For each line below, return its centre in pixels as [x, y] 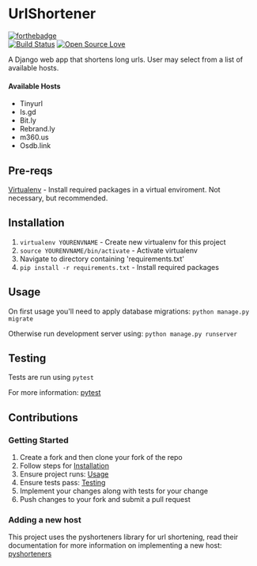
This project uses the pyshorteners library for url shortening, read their [123, 537]
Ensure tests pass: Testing [62, 483]
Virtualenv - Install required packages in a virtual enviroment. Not [114, 189]
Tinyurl [31, 104]
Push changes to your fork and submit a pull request [105, 500]
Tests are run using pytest [51, 378]
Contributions [43, 418]
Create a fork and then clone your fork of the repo [101, 458]
